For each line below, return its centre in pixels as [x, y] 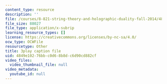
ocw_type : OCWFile [24, 42]
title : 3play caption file [33, 51]
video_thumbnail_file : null [39, 65]
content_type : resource [30, 10]
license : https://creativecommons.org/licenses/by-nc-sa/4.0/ [71, 38]
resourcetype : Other [27, 46]
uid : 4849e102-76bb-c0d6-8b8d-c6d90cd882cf [51, 56]
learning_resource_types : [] [35, 33]
